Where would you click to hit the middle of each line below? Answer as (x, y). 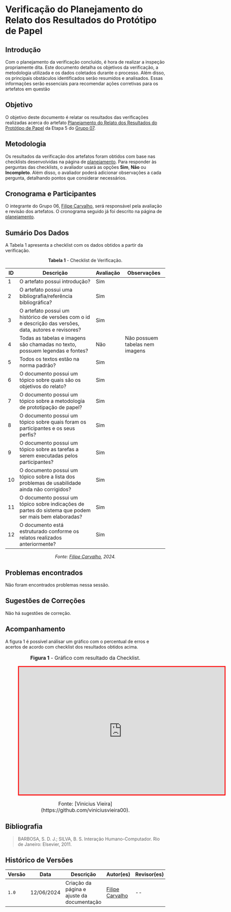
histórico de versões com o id (55, 317)
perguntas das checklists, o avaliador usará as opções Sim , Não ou (76, 167)
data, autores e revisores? (50, 330)
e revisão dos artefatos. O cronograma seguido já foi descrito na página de (84, 212)
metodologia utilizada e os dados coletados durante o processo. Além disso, (85, 73)
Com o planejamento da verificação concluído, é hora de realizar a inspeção (85, 62)
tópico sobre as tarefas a (49, 450)
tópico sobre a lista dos (47, 477)
